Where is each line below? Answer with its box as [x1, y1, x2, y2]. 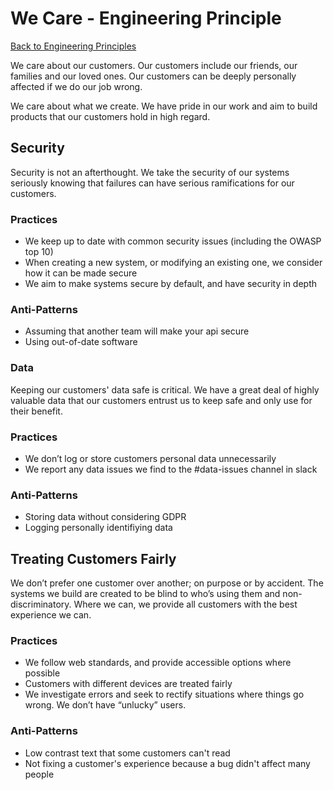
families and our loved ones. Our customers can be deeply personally [10, 70, 297, 82]
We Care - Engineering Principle [10, 7, 282, 30]
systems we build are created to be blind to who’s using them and [10, 588, 281, 600]
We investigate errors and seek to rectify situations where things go [24, 688, 305, 701]
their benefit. [10, 405, 63, 417]
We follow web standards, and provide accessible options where [24, 657, 292, 669]
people [24, 768, 55, 780]
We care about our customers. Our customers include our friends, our [10, 59, 298, 71]
